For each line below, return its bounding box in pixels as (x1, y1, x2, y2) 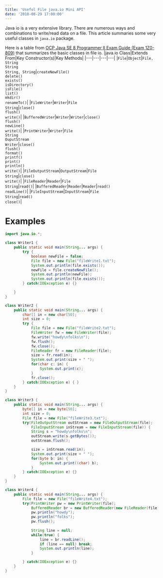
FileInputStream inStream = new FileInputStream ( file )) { (31, 425, 151, 430)
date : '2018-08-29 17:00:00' (5, 12, 64, 17)
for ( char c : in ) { (31, 362, 68, 367)
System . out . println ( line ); (39, 546, 95, 551)
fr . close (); (31, 375, 55, 380)
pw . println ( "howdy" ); (31, 510, 75, 515)
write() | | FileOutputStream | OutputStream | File (5, 168, 97, 173)
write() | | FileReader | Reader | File (5, 178, 71, 184)
